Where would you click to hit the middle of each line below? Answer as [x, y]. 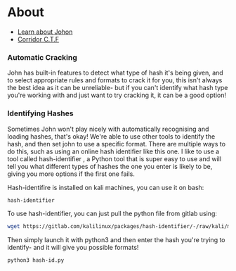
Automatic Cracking [42, 57]
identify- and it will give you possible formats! [73, 248]
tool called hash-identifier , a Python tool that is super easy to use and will [114, 158]
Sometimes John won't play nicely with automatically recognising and [108, 129]
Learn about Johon [45, 32]
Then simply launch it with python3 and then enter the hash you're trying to [117, 240]
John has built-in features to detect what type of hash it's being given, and [115, 73]
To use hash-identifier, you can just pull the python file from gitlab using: [112, 214]
